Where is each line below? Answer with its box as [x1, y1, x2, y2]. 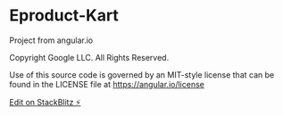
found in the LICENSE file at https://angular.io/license [9, 79, 205, 89]
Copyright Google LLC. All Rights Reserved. [9, 52, 170, 62]
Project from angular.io [9, 35, 94, 46]
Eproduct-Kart [9, 5, 119, 26]
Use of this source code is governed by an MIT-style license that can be [9, 69, 275, 80]
